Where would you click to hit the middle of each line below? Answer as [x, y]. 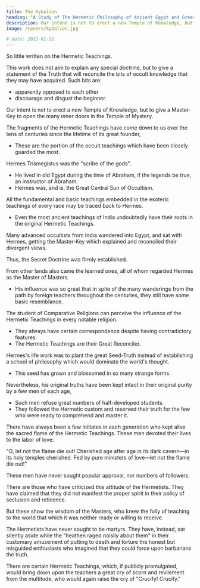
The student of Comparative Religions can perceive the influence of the [94, 313]
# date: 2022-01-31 [30, 39]
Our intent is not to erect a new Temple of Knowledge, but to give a [88, 110]
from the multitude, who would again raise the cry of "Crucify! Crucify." [93, 579]
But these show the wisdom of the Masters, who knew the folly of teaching [98, 512]
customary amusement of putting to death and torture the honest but [91, 542]
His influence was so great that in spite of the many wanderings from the [104, 289]
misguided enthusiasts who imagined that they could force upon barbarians [99, 548]
